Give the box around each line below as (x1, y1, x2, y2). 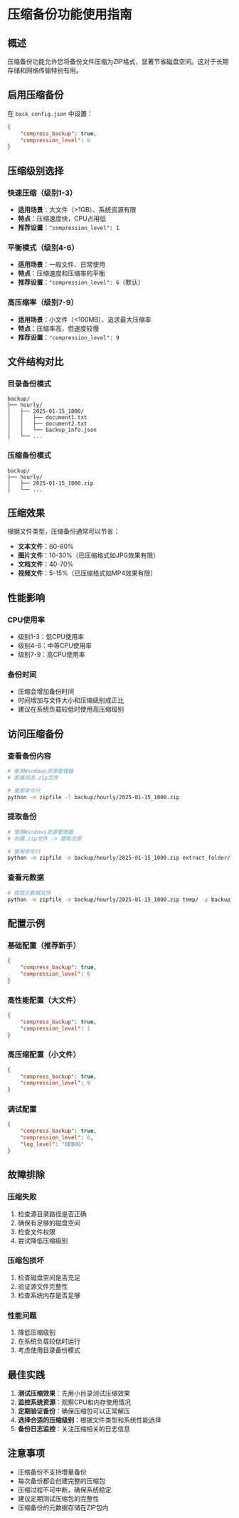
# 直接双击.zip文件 (7, 774, 59, 781)
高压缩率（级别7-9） (7, 297, 78, 307)
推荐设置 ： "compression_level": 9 (17, 332, 119, 342)
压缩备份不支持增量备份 (17, 1467, 87, 1476)
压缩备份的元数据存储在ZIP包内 (17, 1503, 109, 1512)
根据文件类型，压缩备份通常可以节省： (7, 527, 119, 536)
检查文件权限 (17, 1227, 55, 1235)
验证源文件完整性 (17, 1282, 68, 1290)
